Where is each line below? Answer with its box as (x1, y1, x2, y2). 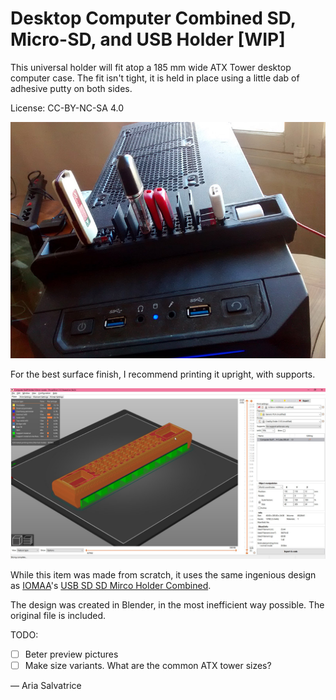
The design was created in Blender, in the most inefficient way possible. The (10, 598, 325, 611)
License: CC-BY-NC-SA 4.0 (10, 102, 125, 114)
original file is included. (10, 609, 107, 621)
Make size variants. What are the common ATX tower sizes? (24, 659, 272, 671)
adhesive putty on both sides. (10, 82, 133, 94)
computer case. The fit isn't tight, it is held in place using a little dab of (10, 72, 300, 84)
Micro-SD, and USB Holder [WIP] (10, 28, 286, 51)
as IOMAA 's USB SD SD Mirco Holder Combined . (10, 579, 212, 591)
